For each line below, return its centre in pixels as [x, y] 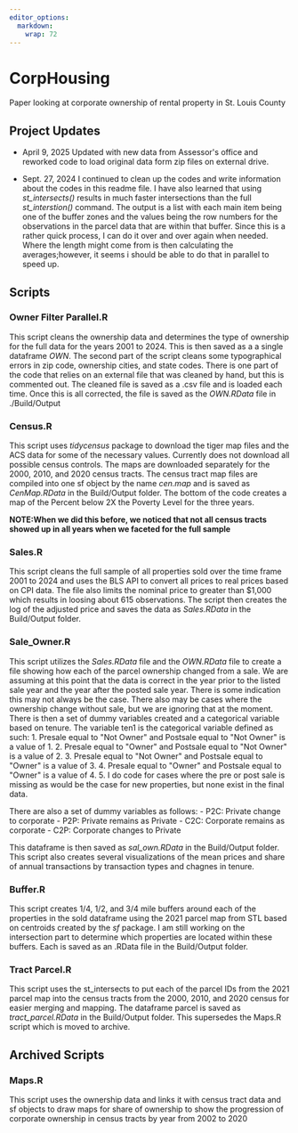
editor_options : [39, 17]
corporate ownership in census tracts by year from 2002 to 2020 [128, 1118]
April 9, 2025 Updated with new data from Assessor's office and [140, 152]
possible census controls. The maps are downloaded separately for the [140, 465]
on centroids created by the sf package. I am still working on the [127, 928]
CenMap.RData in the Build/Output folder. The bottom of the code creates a [148, 493]
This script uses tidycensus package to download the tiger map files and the [149, 445]
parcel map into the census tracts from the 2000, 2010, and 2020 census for [149, 999]
